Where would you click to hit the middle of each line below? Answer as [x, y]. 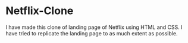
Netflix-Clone [40, 11]
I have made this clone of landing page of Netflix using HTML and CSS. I [94, 27]
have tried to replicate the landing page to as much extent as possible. [92, 33]
